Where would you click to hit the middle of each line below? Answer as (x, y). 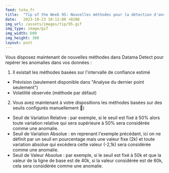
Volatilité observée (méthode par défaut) (55, 93)
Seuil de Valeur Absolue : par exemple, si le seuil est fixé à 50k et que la (87, 155)
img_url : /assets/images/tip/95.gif (44, 24)
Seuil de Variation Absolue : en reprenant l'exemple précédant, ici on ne (87, 134)
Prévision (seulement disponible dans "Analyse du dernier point (78, 82)
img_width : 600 (21, 33)
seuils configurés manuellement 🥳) (48, 108)
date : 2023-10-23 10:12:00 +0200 (43, 19)
